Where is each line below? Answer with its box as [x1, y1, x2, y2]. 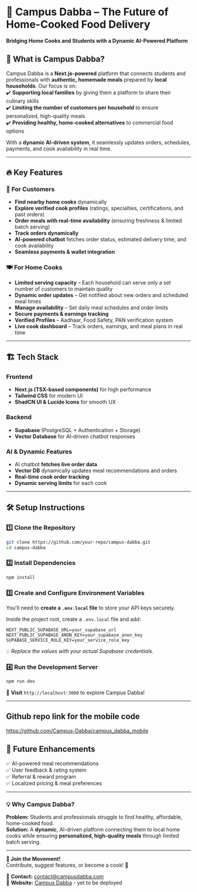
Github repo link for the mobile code [6, 712, 140, 722]
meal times [14, 298, 42, 305]
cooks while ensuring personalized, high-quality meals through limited [6, 832, 179, 839]
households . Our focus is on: [6, 82, 77, 89]
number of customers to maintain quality [14, 285, 113, 292]
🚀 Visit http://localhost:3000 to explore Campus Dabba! [6, 689, 145, 696]
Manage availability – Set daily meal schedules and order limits [14, 304, 168, 311]
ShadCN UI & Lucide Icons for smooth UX [14, 399, 116, 406]
